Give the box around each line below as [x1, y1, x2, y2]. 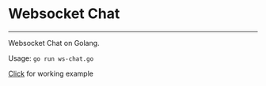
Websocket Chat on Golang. [8, 38, 101, 47]
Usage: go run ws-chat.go [8, 53, 94, 63]
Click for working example [8, 69, 93, 78]
